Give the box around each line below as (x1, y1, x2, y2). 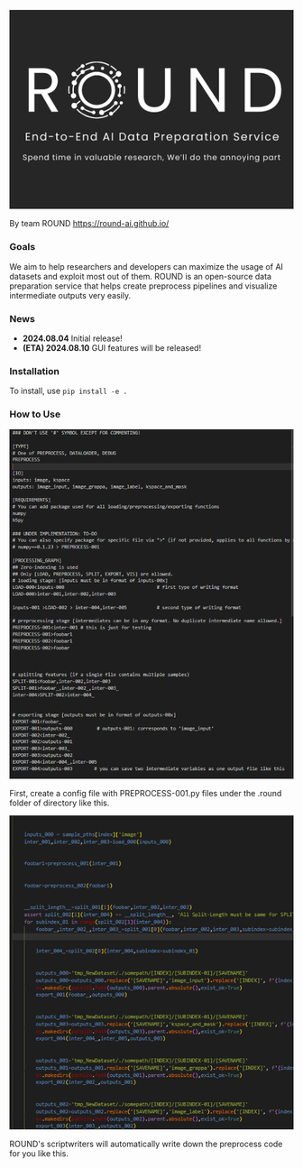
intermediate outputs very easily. (9, 290, 132, 300)
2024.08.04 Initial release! (22, 333, 124, 344)
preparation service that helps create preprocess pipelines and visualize (9, 281, 278, 291)
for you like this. (9, 1147, 69, 1159)
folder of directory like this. (9, 797, 110, 808)
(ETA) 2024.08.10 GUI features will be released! (22, 342, 201, 353)
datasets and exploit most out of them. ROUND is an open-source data (9, 271, 272, 281)
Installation (9, 364, 60, 377)
